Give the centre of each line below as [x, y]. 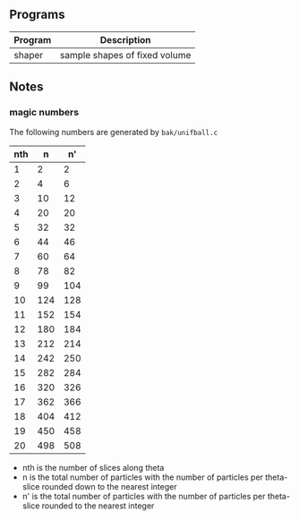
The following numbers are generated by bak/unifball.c [114, 132]
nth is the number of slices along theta [93, 467]
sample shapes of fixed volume [125, 55]
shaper [29, 55]
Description [125, 39]
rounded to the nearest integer [98, 506]
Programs [37, 15]
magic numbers [44, 113]
